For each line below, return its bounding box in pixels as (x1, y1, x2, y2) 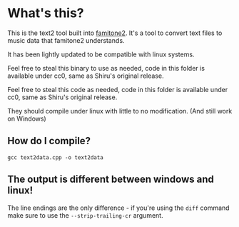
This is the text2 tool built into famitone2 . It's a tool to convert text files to (7, 29, 223, 37)
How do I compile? (7, 135, 91, 147)
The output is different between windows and (7, 173, 214, 186)
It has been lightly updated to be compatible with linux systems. (7, 50, 195, 59)
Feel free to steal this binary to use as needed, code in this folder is (7, 64, 205, 72)
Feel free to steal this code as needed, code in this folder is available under (7, 85, 228, 94)
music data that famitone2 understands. (7, 36, 125, 44)
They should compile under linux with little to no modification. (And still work (7, 106, 233, 115)
